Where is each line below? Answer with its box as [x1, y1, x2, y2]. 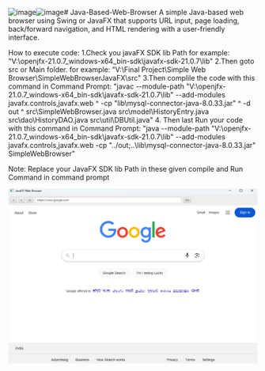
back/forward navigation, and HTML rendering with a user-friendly [8, 25, 225, 33]
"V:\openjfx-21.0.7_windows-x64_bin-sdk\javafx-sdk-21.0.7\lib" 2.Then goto [8, 56, 255, 66]
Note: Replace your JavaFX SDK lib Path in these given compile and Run [8, 165, 244, 173]
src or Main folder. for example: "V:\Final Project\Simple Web [8, 65, 206, 74]
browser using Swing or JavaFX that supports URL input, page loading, [8, 16, 240, 25]
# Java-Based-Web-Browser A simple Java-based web [63, 8, 244, 17]
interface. [8, 32, 40, 42]
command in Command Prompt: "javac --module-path [8, 81, 184, 91]
